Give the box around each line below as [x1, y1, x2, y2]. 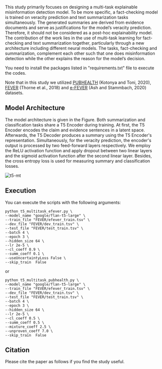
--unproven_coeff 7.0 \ [5, 328, 53, 334]
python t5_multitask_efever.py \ [5, 209, 73, 214]
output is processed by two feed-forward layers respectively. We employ [5, 143, 151, 148]
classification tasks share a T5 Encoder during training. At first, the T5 [5, 122, 145, 128]
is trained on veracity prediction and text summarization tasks [5, 15, 129, 20]
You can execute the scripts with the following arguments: [5, 199, 121, 205]
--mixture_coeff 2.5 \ [5, 324, 51, 329]
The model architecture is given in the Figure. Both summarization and [5, 116, 146, 123]
